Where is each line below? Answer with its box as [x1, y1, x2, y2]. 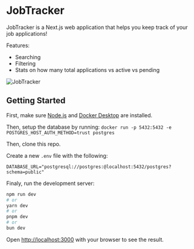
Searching [15, 53, 41, 60]
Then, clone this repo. [6, 140, 61, 147]
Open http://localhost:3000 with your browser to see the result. [6, 236, 164, 243]
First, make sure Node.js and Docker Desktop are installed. [6, 111, 153, 118]
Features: [6, 42, 30, 49]
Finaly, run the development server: [6, 179, 95, 187]
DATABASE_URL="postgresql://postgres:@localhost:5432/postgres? [6, 164, 172, 170]
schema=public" [6, 169, 45, 175]
